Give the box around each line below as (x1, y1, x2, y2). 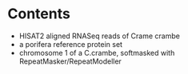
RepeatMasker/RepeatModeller (18, 56, 122, 66)
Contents (7, 5, 71, 23)
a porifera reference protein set (18, 39, 123, 49)
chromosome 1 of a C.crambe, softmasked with (18, 48, 175, 57)
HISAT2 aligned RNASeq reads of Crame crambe (18, 31, 181, 41)
